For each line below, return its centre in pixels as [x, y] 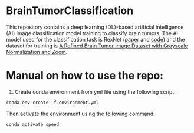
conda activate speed [33, 124]
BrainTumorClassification [70, 11]
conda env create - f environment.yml [52, 103]
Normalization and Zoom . [37, 52]
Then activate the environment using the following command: [80, 114]
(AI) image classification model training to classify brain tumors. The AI [92, 33]
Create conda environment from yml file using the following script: [95, 91]
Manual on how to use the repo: [85, 76]
